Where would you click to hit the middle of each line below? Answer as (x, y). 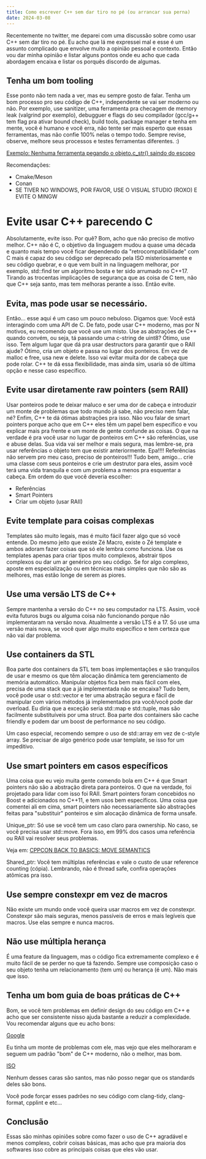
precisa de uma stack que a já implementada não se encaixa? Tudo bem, (98, 689)
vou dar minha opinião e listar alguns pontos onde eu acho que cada (93, 55)
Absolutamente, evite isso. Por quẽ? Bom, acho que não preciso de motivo (101, 239)
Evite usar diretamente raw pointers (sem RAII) (97, 390)
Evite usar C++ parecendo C (80, 221)
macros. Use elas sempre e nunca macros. (60, 922)
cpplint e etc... (44, 1102)
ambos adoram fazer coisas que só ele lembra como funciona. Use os (95, 548)
